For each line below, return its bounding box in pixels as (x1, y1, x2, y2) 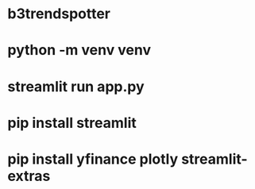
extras (7, 167, 51, 185)
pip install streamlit (7, 114, 137, 132)
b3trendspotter (7, 5, 110, 23)
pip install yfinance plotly (7, 150, 179, 168)
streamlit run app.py (7, 77, 145, 95)
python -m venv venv (7, 41, 152, 60)
